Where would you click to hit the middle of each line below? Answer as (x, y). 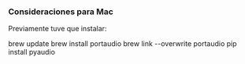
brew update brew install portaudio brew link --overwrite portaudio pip (123, 44)
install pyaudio (32, 52)
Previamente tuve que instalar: (58, 29)
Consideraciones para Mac (61, 12)
